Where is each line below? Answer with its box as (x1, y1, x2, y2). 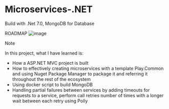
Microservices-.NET (5, 4, 93, 15)
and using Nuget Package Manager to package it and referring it (12, 70, 148, 77)
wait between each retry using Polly (12, 98, 88, 104)
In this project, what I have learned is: (5, 50, 84, 56)
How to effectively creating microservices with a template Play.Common (12, 65, 164, 71)
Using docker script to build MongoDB (12, 81, 93, 88)
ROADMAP (5, 30, 28, 36)
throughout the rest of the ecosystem (12, 76, 91, 82)
